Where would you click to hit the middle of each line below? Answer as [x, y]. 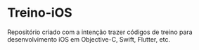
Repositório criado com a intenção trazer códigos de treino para [100, 32]
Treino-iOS [40, 13]
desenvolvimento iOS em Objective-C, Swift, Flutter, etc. [89, 39]
